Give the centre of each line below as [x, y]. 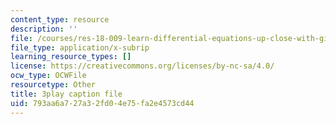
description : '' [44, 29]
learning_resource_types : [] [71, 57]
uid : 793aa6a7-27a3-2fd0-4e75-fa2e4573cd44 [102, 103]
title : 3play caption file [66, 94]
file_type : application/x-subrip [80, 47]
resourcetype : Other [53, 85]
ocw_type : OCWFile [48, 76]
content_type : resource [60, 19]
